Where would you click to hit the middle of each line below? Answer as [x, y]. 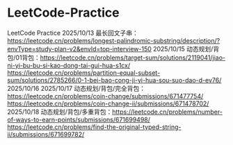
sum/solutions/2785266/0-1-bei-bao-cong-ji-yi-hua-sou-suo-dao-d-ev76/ [114, 80]
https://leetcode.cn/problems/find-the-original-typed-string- [94, 127]
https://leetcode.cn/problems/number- [167, 112]
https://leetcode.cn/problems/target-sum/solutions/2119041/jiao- [133, 58]
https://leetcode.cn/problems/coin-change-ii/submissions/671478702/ [108, 103]
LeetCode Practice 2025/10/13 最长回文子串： [73, 33]
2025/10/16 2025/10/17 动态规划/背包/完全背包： [77, 88]
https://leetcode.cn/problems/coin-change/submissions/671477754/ [105, 96]
